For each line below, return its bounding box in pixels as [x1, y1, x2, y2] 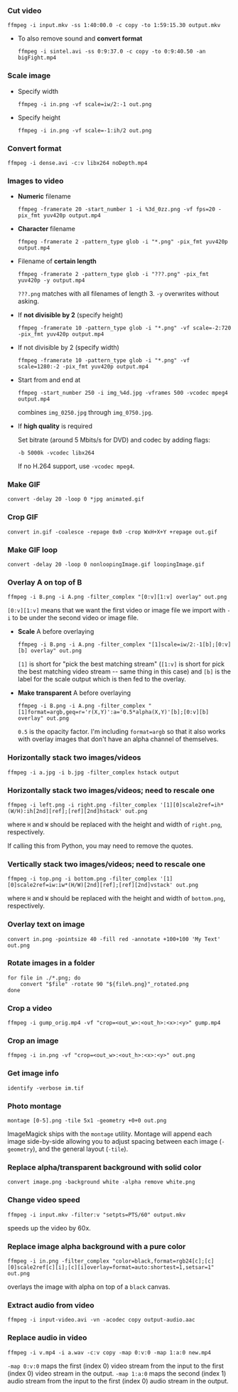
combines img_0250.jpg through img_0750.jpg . [17, 408, 153, 417]
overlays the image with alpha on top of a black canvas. [7, 1282, 171, 1291]
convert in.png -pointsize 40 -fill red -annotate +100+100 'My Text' [7, 935, 221, 942]
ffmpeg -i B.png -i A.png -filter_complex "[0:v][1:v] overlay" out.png [7, 593, 227, 601]
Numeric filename [17, 192, 71, 201]
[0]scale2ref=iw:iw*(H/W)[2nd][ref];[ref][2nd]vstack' [7, 881, 173, 889]
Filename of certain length [17, 257, 97, 265]
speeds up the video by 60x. [7, 1223, 91, 1232]
